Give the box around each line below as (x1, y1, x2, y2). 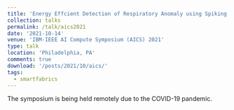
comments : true (7, 56, 52, 63)
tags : (7, 69, 23, 76)
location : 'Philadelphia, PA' (7, 50, 96, 57)
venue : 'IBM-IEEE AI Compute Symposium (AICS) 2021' (7, 36, 165, 43)
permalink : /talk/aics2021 (7, 23, 86, 30)
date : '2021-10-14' (7, 29, 64, 37)
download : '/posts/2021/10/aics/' (7, 62, 109, 69)
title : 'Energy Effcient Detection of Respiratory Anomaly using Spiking (7, 10, 228, 18)
